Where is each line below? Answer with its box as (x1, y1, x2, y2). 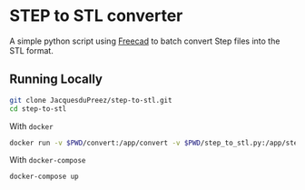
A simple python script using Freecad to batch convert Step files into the (9, 35, 280, 46)
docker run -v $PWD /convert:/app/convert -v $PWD (9, 138, 202, 147)
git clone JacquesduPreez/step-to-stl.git (9, 95, 172, 105)
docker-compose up (9, 172, 79, 182)
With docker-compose (9, 155, 86, 165)
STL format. (9, 45, 54, 55)
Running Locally (9, 72, 103, 87)
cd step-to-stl (9, 104, 67, 114)
